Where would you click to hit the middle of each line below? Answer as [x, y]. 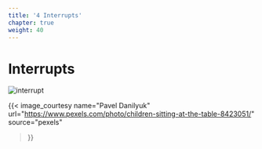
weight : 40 [26, 30]
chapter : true [31, 23]
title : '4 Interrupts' [45, 15]
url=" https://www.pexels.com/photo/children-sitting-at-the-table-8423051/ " [131, 114]
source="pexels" [35, 122]
